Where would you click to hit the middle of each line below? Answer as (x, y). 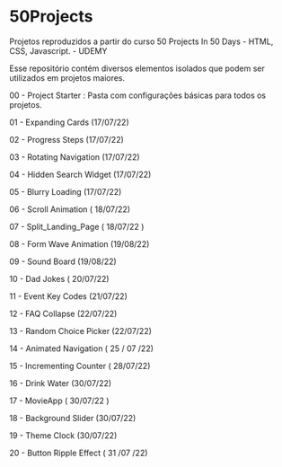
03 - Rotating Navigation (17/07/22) (75, 157)
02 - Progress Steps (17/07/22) (66, 139)
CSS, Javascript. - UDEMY (58, 50)
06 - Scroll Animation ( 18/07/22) (70, 209)
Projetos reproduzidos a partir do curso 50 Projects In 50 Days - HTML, (141, 41)
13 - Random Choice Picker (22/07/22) (81, 330)
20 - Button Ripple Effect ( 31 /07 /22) (79, 453)
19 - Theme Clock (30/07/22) (63, 435)
